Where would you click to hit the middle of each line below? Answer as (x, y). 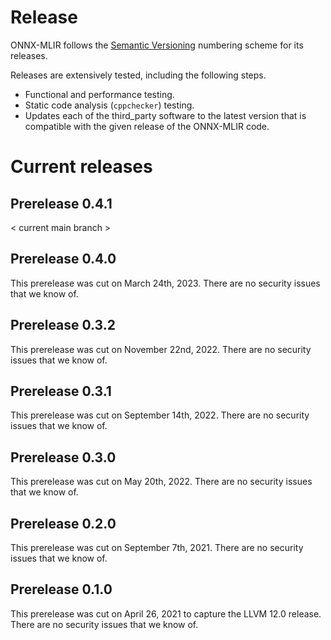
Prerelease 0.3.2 (63, 325)
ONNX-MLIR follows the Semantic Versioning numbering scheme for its (157, 45)
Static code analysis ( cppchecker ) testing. (109, 105)
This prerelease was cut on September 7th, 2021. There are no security (157, 547)
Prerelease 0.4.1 (61, 203)
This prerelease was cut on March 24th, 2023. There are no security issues (165, 283)
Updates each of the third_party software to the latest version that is (165, 115)
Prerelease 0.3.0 (63, 457)
